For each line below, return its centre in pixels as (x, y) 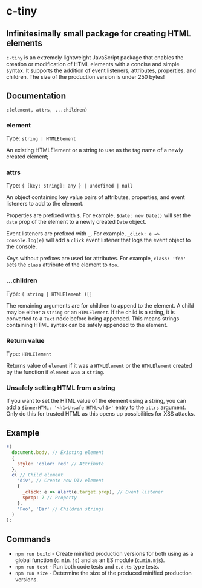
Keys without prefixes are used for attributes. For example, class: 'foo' (96, 259)
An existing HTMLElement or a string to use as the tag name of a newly (95, 150)
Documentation (36, 96)
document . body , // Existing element (58, 452)
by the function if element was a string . (55, 372)
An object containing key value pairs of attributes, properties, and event (96, 197)
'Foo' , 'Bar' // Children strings (60, 509)
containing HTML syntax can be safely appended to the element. (87, 325)
